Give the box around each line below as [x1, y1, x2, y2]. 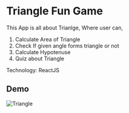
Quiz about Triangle [15, 55, 65, 62]
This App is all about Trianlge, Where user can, [6, 24, 123, 31]
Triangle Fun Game [6, 4, 103, 18]
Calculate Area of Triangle [15, 35, 81, 43]
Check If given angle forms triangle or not [15, 42, 119, 49]
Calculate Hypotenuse [15, 48, 71, 55]
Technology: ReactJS [6, 66, 59, 73]
